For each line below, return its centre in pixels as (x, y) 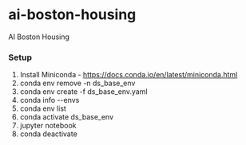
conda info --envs (50, 100)
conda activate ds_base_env (67, 117)
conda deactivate (48, 134)
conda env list (43, 108)
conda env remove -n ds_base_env (77, 83)
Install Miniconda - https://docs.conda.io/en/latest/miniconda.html (129, 75)
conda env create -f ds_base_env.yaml (83, 92)
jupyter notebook (48, 126)
